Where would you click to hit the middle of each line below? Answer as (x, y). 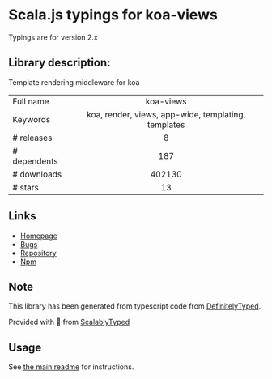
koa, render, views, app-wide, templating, (166, 114)
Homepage (39, 236)
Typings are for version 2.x (53, 37)
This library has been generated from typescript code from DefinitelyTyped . (135, 306)
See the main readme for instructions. (71, 367)
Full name (31, 101)
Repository (38, 253)
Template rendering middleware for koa (74, 82)
